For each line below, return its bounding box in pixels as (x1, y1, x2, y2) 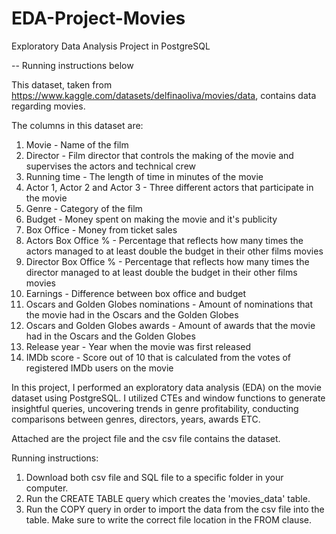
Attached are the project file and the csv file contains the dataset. (11, 432, 281, 444)
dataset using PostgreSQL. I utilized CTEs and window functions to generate (11, 392, 326, 404)
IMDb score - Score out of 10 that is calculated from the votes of (25, 351, 292, 363)
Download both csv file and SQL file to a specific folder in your (25, 471, 284, 483)
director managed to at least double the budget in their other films (25, 266, 298, 278)
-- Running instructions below (11, 59, 134, 71)
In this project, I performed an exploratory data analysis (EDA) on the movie (11, 381, 322, 393)
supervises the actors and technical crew (25, 160, 196, 172)
